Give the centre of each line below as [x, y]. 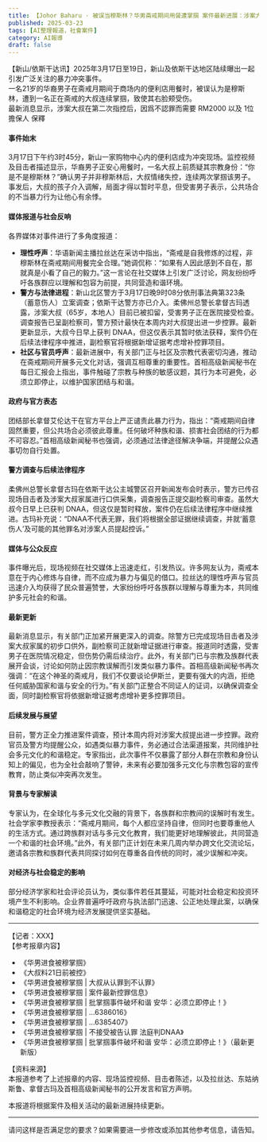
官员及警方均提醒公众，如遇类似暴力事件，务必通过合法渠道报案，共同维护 [130, 744]
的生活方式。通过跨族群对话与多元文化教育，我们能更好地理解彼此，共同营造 [133, 833]
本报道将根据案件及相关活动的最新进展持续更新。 [88, 1105]
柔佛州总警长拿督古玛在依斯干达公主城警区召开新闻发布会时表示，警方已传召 [133, 488]
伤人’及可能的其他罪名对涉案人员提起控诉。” [79, 528]
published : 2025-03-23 [46, 23]
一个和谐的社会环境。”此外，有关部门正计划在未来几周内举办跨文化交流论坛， [133, 843]
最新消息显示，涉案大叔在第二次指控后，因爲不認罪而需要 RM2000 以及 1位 [131, 109]
